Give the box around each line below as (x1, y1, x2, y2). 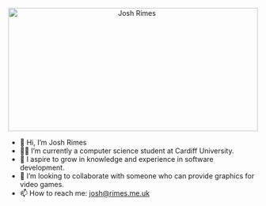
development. (19, 163, 65, 172)
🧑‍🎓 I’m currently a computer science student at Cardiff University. (19, 146, 234, 155)
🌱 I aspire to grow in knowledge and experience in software (19, 155, 214, 163)
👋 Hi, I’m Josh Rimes (19, 138, 87, 147)
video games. (19, 180, 65, 189)
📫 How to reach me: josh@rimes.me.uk (19, 189, 150, 197)
